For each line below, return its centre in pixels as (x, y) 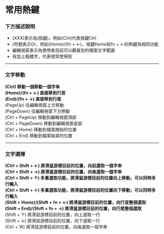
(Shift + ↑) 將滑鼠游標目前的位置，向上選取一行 (52, 215)
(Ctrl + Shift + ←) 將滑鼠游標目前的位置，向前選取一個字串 (63, 166)
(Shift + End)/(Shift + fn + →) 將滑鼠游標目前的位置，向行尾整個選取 (73, 209)
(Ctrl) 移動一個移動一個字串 (32, 87)
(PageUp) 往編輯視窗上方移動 (35, 105)
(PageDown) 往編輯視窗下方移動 (37, 111)
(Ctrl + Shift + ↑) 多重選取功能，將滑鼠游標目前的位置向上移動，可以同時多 (81, 178)
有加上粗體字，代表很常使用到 (42, 56)
